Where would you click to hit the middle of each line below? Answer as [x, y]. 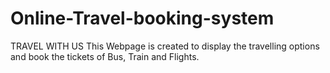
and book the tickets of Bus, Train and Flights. [105, 56]
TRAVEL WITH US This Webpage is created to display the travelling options [165, 46]
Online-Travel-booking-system [142, 18]
